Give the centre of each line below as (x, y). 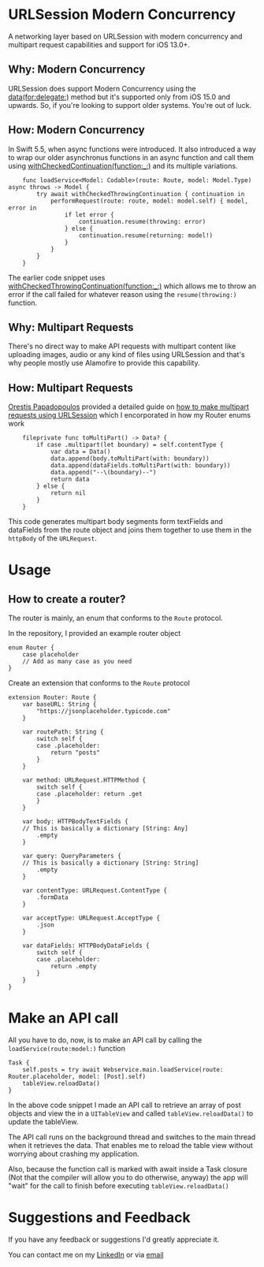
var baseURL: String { (59, 704)
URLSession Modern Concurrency (122, 15)
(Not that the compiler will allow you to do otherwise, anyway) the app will (128, 1178)
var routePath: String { (63, 732)
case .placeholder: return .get (90, 794)
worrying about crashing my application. (74, 1154)
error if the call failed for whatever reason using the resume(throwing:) (123, 294)
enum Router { (32, 648)
